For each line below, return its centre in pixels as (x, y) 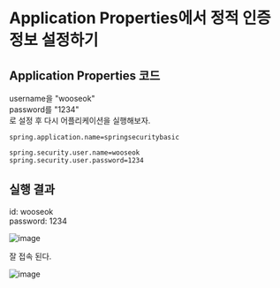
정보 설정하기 (54, 40)
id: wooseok (31, 211)
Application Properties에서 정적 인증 (140, 18)
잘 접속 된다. (30, 256)
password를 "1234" (44, 110)
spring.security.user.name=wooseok (75, 153)
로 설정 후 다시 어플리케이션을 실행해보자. (80, 121)
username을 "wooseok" (52, 99)
